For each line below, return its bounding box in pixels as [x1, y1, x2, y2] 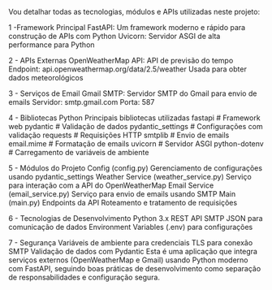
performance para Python [8, 40, 95, 50]
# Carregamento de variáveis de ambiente [8, 148, 149, 157]
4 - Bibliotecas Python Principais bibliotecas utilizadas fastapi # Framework [8, 113, 261, 123]
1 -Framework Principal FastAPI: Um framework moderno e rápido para [8, 23, 246, 32]
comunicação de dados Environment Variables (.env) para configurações [8, 223, 253, 232]
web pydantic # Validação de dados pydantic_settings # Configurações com [8, 122, 263, 131]
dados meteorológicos [8, 73, 84, 82]
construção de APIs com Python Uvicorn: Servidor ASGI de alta [8, 32, 221, 41]
